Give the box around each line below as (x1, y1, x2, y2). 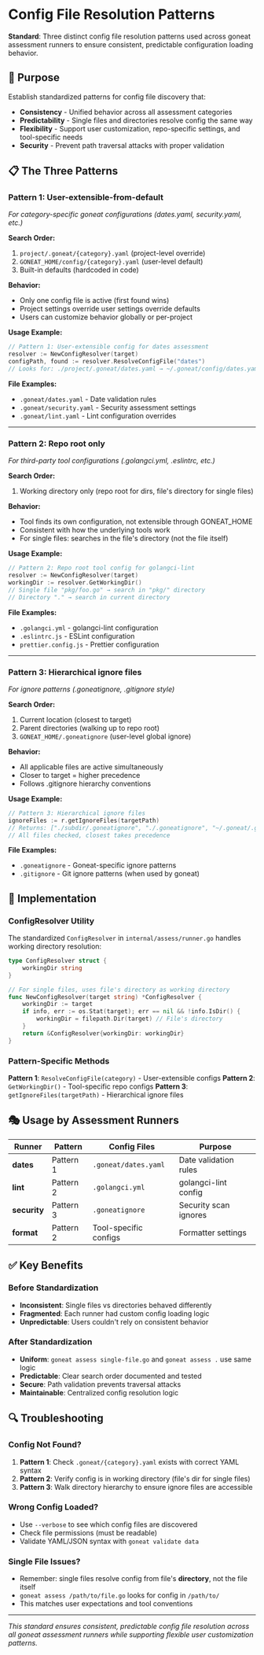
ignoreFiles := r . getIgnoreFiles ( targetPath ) (8, 816, 159, 824)
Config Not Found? (8, 1439, 82, 1450)
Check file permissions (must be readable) (19, 1528, 158, 1537)
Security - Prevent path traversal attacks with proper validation (19, 140, 225, 150)
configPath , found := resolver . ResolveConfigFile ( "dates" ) (8, 358, 206, 366)
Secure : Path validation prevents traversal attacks (19, 1379, 181, 1389)
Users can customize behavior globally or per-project (19, 312, 193, 322)
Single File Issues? (8, 1556, 81, 1567)
